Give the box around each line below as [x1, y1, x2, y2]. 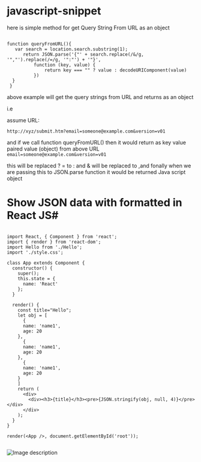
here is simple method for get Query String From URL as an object [7, 24, 170, 31]
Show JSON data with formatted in [7, 196, 182, 209]
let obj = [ [17, 312, 47, 319]
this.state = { [17, 275, 56, 281]
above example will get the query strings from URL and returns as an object [7, 93, 194, 100]
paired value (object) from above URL [7, 145, 100, 152]
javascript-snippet [7, 4, 101, 18]
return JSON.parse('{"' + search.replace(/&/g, [22, 51, 145, 58]
